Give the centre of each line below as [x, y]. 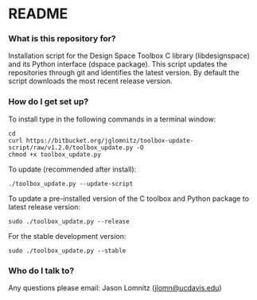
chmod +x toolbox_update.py [55, 154]
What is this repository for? [62, 39]
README [38, 14]
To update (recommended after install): [72, 169]
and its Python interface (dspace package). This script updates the [118, 64]
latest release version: [45, 206]
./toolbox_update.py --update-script [71, 183]
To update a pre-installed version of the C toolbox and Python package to [128, 198]
